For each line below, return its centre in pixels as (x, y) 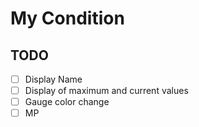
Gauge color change (67, 102)
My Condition (67, 18)
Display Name (53, 79)
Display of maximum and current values (106, 91)
